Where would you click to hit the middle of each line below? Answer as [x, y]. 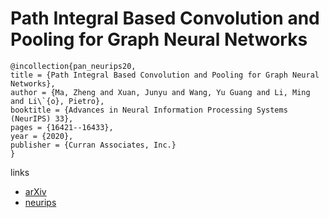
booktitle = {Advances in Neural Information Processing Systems [149, 110]
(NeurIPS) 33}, [42, 118]
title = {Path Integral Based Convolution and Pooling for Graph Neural [165, 75]
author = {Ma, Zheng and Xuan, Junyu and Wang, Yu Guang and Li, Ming [160, 92]
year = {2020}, [42, 136]
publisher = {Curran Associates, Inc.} [93, 145]
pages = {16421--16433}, [62, 127]
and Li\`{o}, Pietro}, [57, 101]
